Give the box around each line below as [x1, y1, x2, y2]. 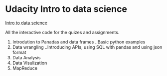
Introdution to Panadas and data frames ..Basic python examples [12, 38, 146, 45]
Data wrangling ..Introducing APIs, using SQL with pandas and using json [12, 44, 163, 50]
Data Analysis [12, 54, 41, 60]
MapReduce [12, 65, 37, 71]
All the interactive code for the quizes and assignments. [5, 29, 120, 35]
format [12, 49, 26, 55]
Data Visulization [12, 60, 47, 66]
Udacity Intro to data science [5, 3, 127, 15]
